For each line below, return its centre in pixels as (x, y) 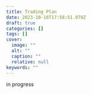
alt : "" (21, 51)
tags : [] (17, 34)
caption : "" (26, 56)
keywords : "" (22, 67)
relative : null (30, 62)
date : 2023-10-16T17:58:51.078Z (46, 17)
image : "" (23, 46)
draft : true (21, 23)
